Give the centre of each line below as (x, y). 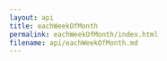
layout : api (31, 17)
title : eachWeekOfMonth (54, 26)
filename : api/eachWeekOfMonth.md (74, 43)
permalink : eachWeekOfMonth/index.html (84, 34)
